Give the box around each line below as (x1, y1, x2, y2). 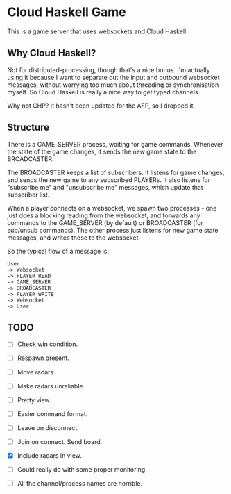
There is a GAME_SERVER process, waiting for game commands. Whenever (7, 140, 223, 148)
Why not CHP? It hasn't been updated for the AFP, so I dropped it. (7, 101, 196, 110)
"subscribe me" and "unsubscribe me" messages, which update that (7, 183, 203, 191)
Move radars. (17, 368, 55, 376)
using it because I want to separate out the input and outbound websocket (7, 73, 220, 81)
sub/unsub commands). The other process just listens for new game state (7, 226, 219, 234)
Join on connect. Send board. (17, 437, 103, 445)
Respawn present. (17, 354, 69, 362)
